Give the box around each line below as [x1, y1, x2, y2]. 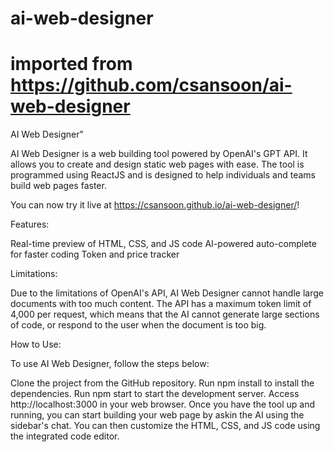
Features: [10, 218, 50, 231]
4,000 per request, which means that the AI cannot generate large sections [10, 308, 320, 321]
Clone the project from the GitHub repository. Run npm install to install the [10, 377, 315, 389]
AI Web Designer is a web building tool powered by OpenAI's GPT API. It [10, 148, 308, 160]
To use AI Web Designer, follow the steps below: [10, 358, 210, 370]
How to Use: [10, 338, 62, 351]
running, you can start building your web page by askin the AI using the [10, 409, 305, 421]
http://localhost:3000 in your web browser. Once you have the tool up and [10, 398, 316, 411]
